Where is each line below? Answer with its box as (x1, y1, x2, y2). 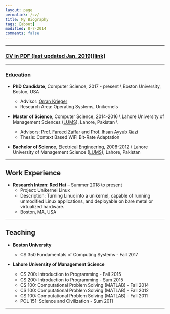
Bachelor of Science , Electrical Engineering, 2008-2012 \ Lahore (12, 144, 148, 150)
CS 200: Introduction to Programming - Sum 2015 (20, 277, 124, 283)
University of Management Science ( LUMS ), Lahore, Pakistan (12, 149, 141, 155)
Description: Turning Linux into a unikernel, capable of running (20, 193, 151, 199)
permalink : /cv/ (5, 12, 39, 17)
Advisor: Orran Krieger (20, 98, 68, 104)
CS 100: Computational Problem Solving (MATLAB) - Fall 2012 (20, 287, 149, 294)
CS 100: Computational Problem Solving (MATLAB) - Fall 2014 (20, 282, 149, 288)
